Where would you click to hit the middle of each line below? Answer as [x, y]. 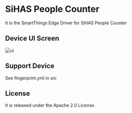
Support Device [30, 66]
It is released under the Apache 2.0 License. [50, 106]
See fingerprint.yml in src [31, 78]
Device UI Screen [32, 38]
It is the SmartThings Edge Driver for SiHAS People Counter [66, 23]
